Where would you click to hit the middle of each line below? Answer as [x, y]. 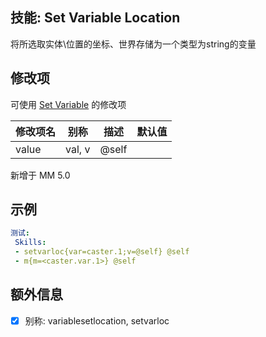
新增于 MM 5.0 [40, 175]
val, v [78, 149]
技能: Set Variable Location [95, 18]
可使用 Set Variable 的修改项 [68, 104]
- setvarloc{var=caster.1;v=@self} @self [102, 252]
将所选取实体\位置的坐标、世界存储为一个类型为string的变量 [133, 44]
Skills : [30, 243]
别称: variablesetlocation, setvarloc [97, 320]
